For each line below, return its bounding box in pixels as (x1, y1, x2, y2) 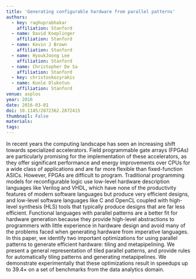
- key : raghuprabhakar (11, 20, 67, 25)
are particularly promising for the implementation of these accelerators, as (6, 153, 187, 160)
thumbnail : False (6, 113, 49, 119)
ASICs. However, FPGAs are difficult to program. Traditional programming (6, 172, 185, 179)
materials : (6, 119, 33, 125)
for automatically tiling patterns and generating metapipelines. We (6, 254, 166, 260)
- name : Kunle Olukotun (11, 80, 70, 86)
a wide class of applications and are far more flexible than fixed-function (6, 166, 183, 172)
